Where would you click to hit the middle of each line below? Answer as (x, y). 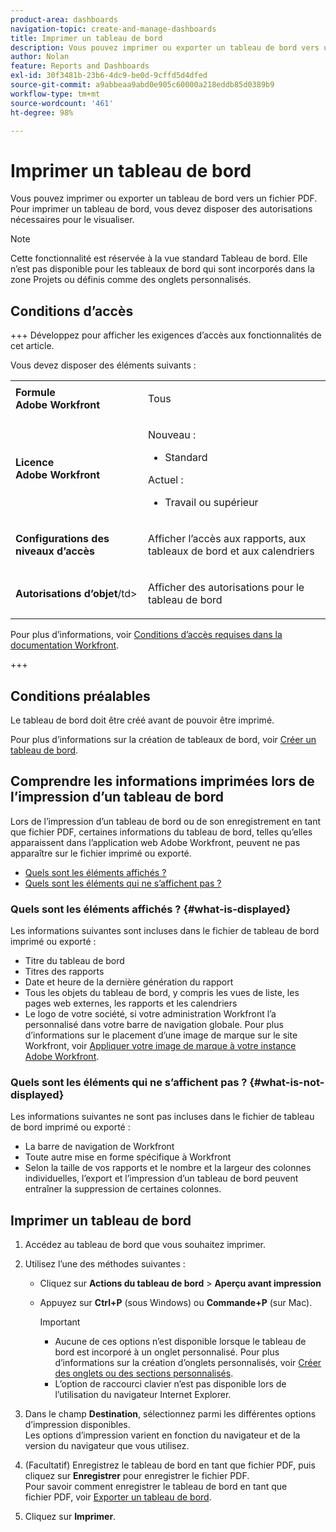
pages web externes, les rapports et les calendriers (131, 1003)
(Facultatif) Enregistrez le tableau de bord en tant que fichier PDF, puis (170, 1465)
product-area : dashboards (64, 19)
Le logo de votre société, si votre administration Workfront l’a (150, 1014)
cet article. (32, 346)
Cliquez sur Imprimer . (70, 1517)
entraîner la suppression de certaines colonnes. (123, 1189)
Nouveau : (172, 435)
